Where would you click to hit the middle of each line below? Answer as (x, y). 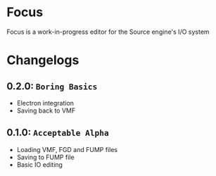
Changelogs (43, 60)
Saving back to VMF (46, 111)
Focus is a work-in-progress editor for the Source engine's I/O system (108, 32)
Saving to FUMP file (45, 157)
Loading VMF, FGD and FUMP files (67, 149)
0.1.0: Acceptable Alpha (58, 133)
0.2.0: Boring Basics (52, 86)
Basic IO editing (39, 164)
